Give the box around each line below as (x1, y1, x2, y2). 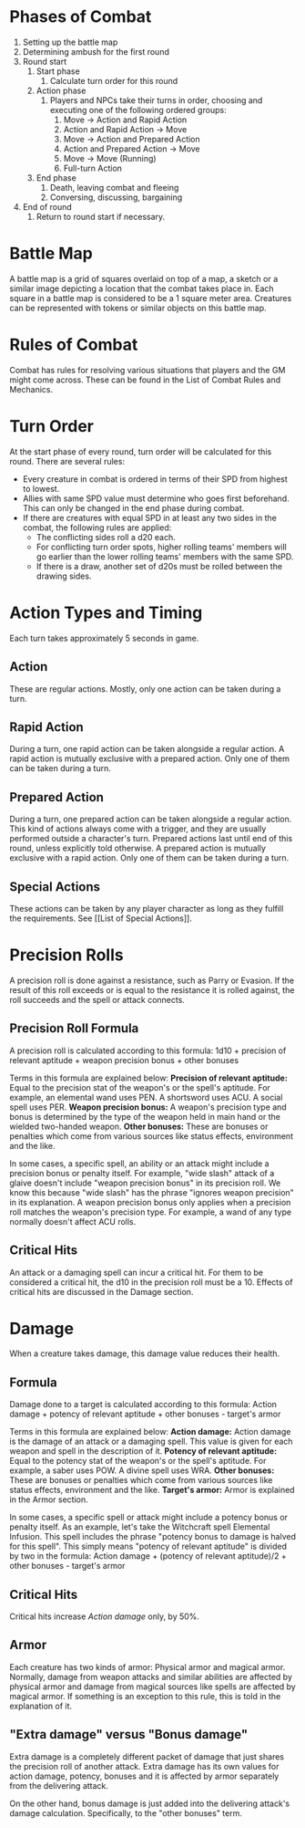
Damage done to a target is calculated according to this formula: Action (9, 1399, 278, 1410)
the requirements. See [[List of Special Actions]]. (9, 913, 193, 924)
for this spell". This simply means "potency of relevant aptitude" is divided (9, 1541, 287, 1552)
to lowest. (22, 483, 60, 494)
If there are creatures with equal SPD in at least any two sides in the (22, 512, 278, 523)
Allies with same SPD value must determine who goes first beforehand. (22, 493, 290, 504)
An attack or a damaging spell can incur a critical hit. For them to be (9, 1267, 264, 1278)
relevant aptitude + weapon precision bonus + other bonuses (9, 1054, 239, 1065)
